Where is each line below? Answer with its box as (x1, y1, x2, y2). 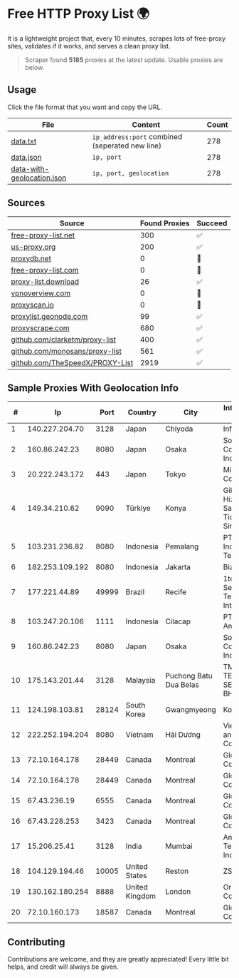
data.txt (11, 136, 37, 146)
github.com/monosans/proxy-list (11, 346, 122, 356)
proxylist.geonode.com (11, 311, 88, 321)
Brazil (125, 587, 145, 597)
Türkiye (125, 504, 151, 514)
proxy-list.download (11, 276, 80, 286)
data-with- (11, 163, 50, 173)
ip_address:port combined (92, 131, 183, 141)
